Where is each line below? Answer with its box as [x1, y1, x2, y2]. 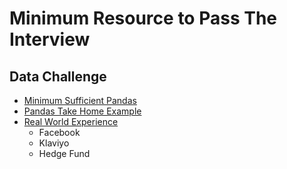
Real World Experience [23, 116, 119, 127]
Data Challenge [9, 68, 107, 85]
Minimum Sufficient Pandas [23, 95, 137, 106]
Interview [9, 28, 91, 51]
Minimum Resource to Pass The [9, 7, 277, 30]
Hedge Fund [38, 148, 91, 159]
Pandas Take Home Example [23, 105, 142, 117]
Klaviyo [38, 137, 70, 149]
